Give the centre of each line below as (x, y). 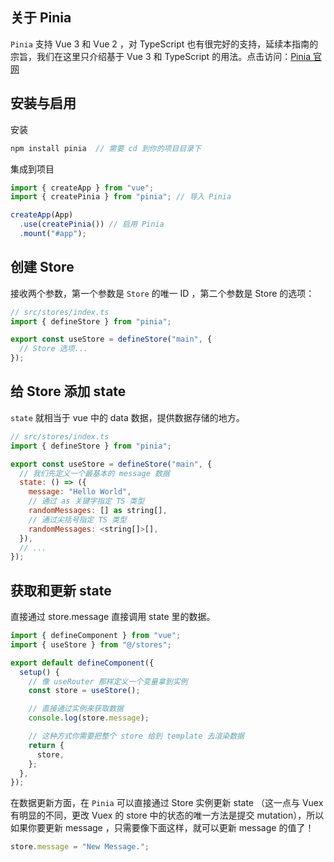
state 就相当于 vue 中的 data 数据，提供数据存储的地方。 (127, 417)
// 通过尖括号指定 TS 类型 (77, 519)
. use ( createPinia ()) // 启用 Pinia (92, 224)
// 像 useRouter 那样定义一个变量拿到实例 (108, 681)
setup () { (39, 672)
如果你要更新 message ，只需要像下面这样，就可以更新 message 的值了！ (162, 828)
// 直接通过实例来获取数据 (76, 709)
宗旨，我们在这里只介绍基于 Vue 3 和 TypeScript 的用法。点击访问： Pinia (160, 56)
